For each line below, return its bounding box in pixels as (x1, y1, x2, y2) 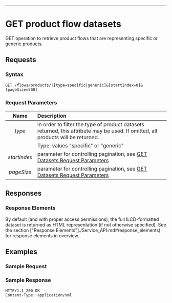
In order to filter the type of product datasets (37, 121, 145, 128)
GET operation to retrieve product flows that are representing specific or (5, 35, 158, 41)
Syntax (5, 71, 24, 78)
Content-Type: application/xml (5, 293, 72, 298)
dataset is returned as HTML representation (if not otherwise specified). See (5, 221, 166, 228)
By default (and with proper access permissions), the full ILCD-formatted (5, 216, 159, 222)
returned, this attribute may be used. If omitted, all (37, 127, 157, 134)
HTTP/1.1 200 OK (5, 288, 40, 293)
